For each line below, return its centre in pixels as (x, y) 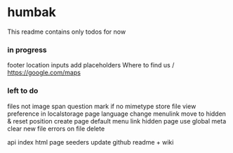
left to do (23, 91)
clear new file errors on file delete (56, 128)
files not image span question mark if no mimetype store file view (102, 106)
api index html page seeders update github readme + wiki (91, 142)
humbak (32, 12)
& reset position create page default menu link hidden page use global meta (117, 121)
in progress (27, 50)
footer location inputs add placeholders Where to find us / (91, 65)
